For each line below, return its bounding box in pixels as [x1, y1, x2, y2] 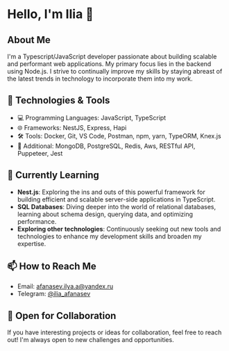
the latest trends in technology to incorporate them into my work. [7, 74, 193, 83]
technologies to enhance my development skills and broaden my [17, 232, 203, 240]
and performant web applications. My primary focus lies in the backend [7, 60, 212, 68]
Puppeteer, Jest [17, 149, 63, 157]
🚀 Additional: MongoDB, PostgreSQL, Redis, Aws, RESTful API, [17, 142, 196, 150]
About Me [7, 34, 51, 46]
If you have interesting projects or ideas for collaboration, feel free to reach [7, 328, 222, 336]
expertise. [17, 239, 46, 247]
